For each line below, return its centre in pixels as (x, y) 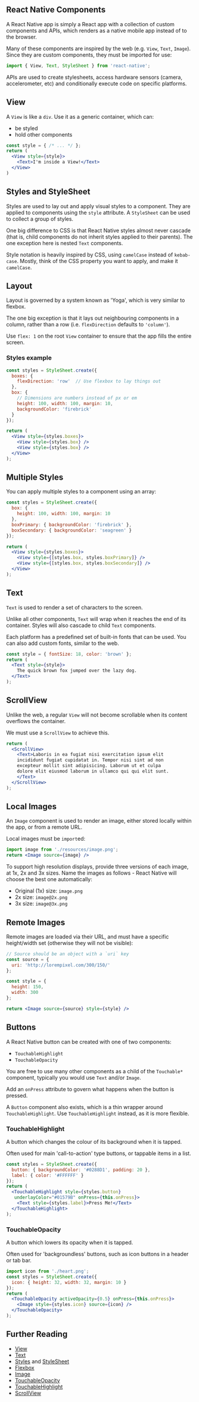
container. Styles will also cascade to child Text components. (81, 625)
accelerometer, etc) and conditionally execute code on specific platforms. (97, 84)
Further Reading (37, 1334)
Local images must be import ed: (46, 839)
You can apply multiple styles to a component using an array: (81, 492)
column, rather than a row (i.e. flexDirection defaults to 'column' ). (88, 325)
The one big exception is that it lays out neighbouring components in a (93, 318)
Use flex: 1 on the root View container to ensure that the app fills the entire (99, 336)
